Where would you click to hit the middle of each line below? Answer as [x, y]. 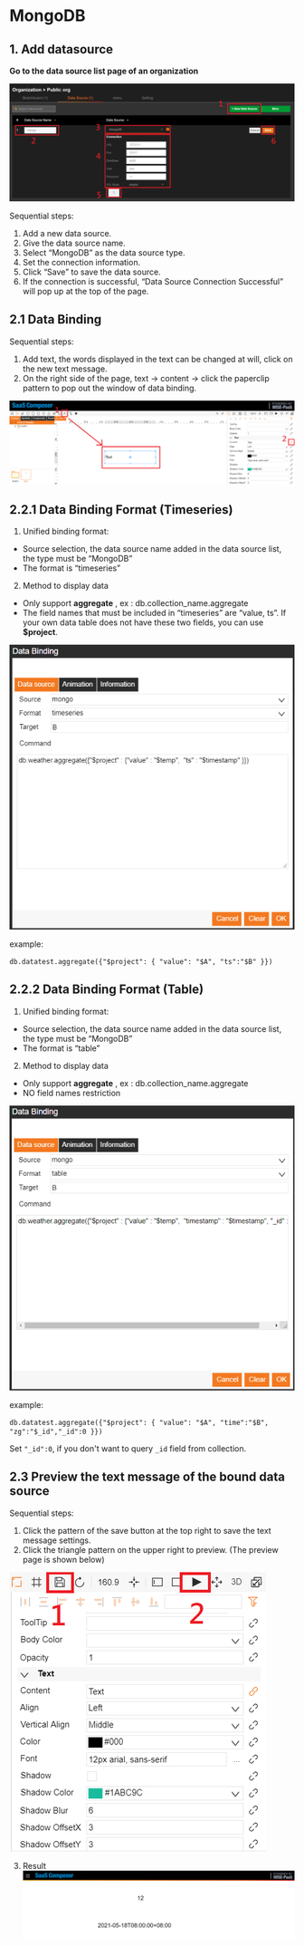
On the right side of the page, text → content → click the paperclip [146, 378]
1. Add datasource [62, 49]
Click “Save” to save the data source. [91, 272]
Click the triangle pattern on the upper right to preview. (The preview [150, 1549]
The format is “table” [61, 1048]
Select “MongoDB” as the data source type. [104, 252]
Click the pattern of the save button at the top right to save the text [147, 1530]
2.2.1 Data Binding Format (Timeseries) [121, 510]
